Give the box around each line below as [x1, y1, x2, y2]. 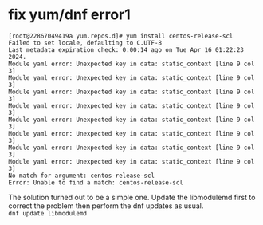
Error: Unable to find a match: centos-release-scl [8, 178, 183, 187]
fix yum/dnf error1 [8, 6, 131, 24]
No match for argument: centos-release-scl [8, 172, 155, 180]
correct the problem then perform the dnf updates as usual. [8, 201, 204, 211]
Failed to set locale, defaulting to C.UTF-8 [8, 38, 162, 47]
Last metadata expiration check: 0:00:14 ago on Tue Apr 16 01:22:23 [8, 45, 245, 53]
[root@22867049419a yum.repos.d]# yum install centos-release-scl [8, 32, 234, 40]
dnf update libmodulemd [8, 209, 88, 217]
